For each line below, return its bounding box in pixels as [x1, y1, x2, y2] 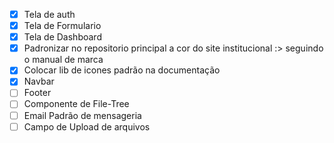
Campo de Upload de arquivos [23, 120, 151, 133]
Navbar [23, 75, 55, 88]
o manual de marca [23, 54, 104, 66]
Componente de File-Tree [23, 98, 130, 110]
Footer [23, 87, 52, 99]
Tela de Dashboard [23, 31, 102, 43]
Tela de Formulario [23, 20, 102, 32]
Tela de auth [23, 9, 76, 20]
